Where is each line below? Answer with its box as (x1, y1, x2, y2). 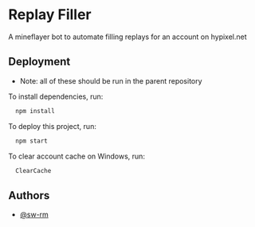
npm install (15, 107, 56, 115)
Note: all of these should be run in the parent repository (19, 76, 202, 85)
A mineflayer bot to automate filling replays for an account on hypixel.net (8, 32, 247, 41)
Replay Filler (8, 6, 92, 24)
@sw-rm (19, 209, 49, 220)
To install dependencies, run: (8, 92, 104, 101)
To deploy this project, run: (8, 121, 97, 131)
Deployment (8, 55, 71, 68)
